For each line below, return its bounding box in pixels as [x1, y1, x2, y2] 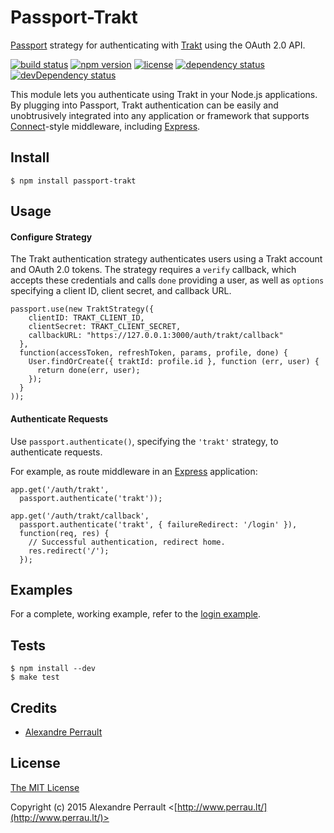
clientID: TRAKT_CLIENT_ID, [28, 313, 145, 323]
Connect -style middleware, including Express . [10, 120, 201, 132]
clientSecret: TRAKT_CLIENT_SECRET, [28, 322, 182, 332]
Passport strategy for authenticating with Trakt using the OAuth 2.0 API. [10, 39, 306, 51]
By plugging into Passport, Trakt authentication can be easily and [10, 99, 279, 111]
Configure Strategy [10, 231, 93, 243]
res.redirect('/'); [28, 546, 110, 556]
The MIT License [10, 781, 80, 793]
